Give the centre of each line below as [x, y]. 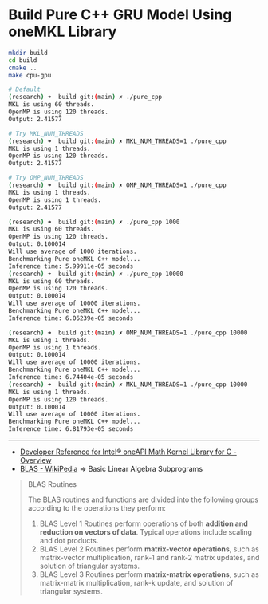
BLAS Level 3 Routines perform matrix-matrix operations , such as [149, 574]
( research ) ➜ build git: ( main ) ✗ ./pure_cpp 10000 [96, 274]
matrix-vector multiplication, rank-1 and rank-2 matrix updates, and [150, 558]
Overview [35, 460]
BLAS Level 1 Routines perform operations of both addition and [144, 523]
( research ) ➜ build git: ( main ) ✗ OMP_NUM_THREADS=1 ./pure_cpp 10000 [128, 333]
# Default [25, 89]
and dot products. [69, 541]
